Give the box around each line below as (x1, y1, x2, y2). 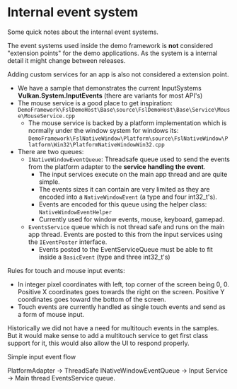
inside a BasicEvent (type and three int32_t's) (38, 252, 171, 261)
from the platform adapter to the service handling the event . (28, 162, 206, 170)
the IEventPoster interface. (28, 238, 108, 246)
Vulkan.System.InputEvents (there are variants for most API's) (17, 91, 203, 100)
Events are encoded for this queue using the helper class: (38, 199, 207, 209)
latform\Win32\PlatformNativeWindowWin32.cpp (28, 141, 165, 149)
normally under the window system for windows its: (28, 126, 179, 134)
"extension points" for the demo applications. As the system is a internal (7, 49, 218, 57)
